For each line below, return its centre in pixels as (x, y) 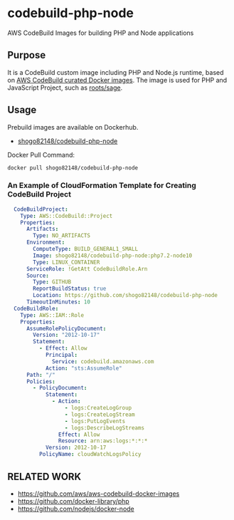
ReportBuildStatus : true (70, 289)
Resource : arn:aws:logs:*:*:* (103, 441)
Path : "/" (41, 375)
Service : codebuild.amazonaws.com (103, 361)
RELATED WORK (44, 476)
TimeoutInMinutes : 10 (58, 302)
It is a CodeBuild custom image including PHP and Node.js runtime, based (116, 72)
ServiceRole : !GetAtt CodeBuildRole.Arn (87, 269)
